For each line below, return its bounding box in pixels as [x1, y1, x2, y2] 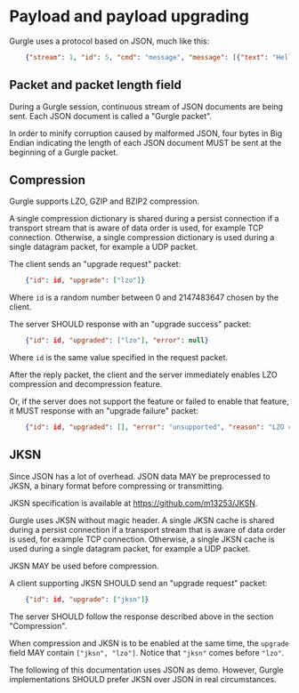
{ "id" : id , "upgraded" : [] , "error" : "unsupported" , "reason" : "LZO [25, 423, 285, 432]
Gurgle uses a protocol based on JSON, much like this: [9, 36, 210, 46]
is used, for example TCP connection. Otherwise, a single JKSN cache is [9, 534, 275, 544]
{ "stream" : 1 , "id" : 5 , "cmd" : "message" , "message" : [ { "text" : [25, 52, 269, 61]
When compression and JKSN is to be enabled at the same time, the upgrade [9, 638, 289, 649]
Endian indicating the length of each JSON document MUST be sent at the [9, 137, 282, 148]
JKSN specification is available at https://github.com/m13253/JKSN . [9, 497, 258, 508]
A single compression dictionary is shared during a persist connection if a [9, 214, 279, 224]
